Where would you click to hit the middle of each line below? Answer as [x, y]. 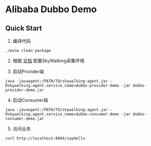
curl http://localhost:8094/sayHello [45, 138]
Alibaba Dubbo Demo [51, 9]
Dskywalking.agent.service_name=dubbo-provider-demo [62, 85]
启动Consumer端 [30, 100]
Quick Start [24, 28]
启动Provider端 [28, 71]
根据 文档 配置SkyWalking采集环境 [49, 61]
